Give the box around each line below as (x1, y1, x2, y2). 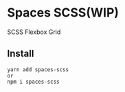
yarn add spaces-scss (7, 66, 69, 73)
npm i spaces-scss (7, 78, 60, 85)
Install (7, 48, 34, 59)
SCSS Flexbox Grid (7, 28, 61, 36)
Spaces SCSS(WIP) (7, 5, 119, 21)
